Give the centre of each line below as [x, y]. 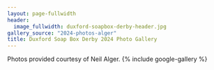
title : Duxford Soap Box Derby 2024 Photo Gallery [82, 40]
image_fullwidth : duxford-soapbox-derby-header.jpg [90, 26]
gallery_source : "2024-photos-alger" [62, 33]
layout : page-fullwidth [42, 14]
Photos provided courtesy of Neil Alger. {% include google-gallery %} [107, 59]
